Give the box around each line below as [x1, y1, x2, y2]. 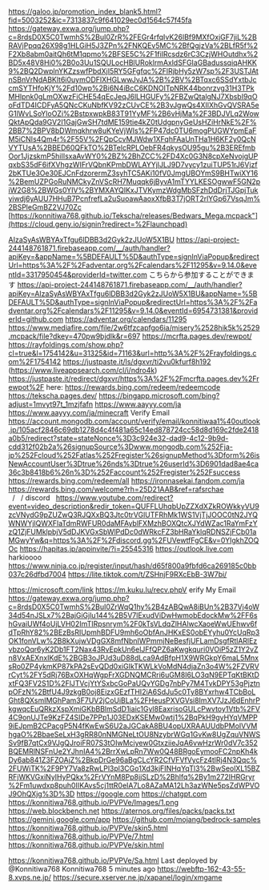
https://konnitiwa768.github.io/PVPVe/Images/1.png [8, 798, 179, 807]
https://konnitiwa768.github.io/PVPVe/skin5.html [8, 824, 168, 832]
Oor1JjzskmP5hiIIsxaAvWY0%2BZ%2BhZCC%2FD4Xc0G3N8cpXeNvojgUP [8, 151, 259, 161]
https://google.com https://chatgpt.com [76, 789, 207, 799]
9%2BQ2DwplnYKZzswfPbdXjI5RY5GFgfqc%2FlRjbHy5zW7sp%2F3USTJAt [8, 66, 259, 75]
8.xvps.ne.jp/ [8, 872, 52, 882]
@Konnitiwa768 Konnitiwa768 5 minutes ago [8, 864, 156, 873]
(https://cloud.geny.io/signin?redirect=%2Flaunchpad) [8, 219, 188, 229]
